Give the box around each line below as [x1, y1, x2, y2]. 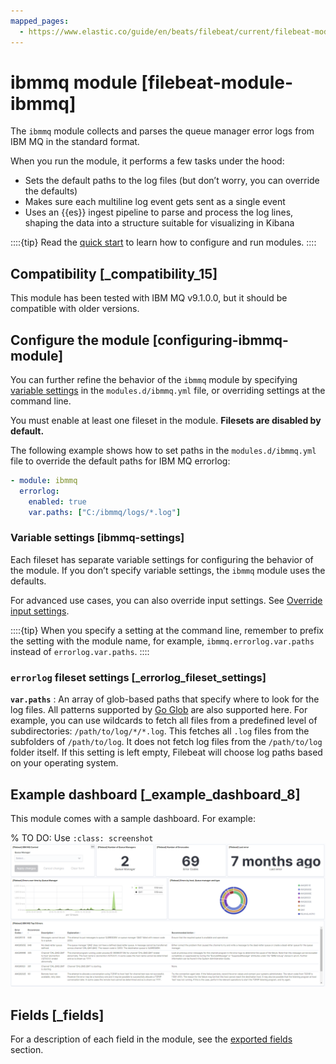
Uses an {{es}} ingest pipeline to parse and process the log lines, [24, 206, 294, 219]
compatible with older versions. [10, 303, 140, 315]
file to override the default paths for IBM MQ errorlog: [10, 455, 231, 467]
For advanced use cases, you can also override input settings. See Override [10, 594, 323, 606]
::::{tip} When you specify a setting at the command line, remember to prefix [10, 624, 324, 636]
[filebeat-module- [141, 71, 294, 94]
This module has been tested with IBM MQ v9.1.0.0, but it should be [10, 292, 288, 304]
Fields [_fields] [10, 1006, 105, 1024]
